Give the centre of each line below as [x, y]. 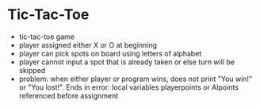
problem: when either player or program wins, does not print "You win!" [136, 79]
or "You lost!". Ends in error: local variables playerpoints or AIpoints [129, 87]
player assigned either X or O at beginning [88, 44]
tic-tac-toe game [46, 37]
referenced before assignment [69, 95]
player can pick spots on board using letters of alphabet [110, 53]
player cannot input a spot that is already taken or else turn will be [127, 62]
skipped [32, 70]
